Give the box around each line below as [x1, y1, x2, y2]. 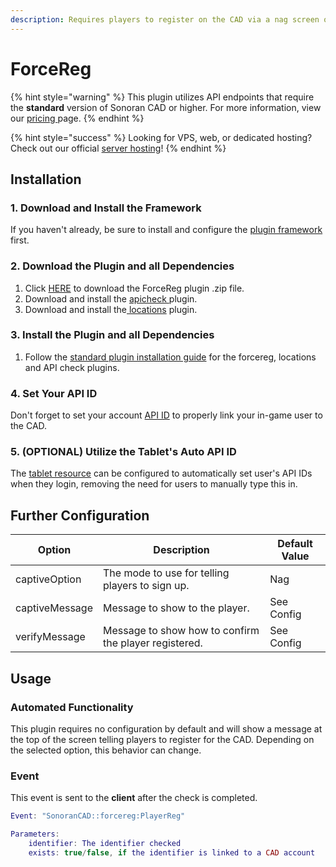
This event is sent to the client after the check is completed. [10, 792, 258, 804]
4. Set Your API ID [10, 386, 98, 400]
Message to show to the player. [103, 601, 250, 615]
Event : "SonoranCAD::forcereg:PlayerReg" [10, 811, 186, 821]
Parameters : [10, 829, 60, 840]
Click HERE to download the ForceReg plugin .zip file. [24, 282, 245, 294]
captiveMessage [15, 601, 93, 615]
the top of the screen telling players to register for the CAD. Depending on [10, 733, 315, 745]
